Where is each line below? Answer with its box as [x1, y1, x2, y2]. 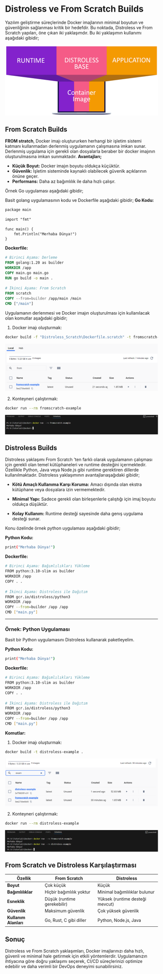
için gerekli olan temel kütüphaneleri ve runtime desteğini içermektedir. [5, 462, 147, 468]
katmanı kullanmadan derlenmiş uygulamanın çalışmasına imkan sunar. [5, 143, 147, 149]
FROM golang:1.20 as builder [5, 260, 64, 265]
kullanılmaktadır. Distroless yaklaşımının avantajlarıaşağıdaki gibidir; [5, 472, 140, 478]
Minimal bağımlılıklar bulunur [98, 889, 155, 895]
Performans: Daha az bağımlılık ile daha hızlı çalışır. [12, 178, 115, 184]
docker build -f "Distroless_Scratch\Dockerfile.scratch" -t [5, 335, 131, 339]
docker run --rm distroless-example [5, 821, 79, 826]
